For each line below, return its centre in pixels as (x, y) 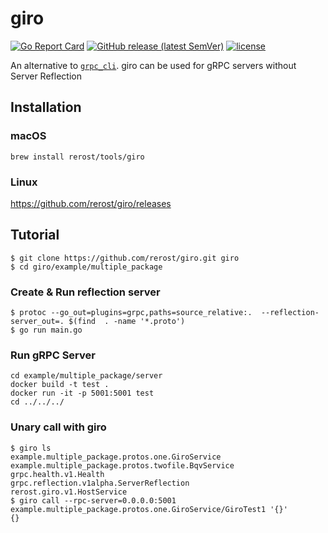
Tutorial (35, 235)
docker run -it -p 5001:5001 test (82, 393)
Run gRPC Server (53, 355)
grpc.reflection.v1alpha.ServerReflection (100, 483)
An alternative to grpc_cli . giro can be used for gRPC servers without (153, 65)
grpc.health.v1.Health (57, 474)
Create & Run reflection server (85, 292)
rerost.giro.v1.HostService (69, 492)
